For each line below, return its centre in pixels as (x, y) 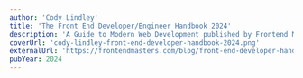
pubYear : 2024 (36, 59)
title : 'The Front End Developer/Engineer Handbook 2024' (120, 26)
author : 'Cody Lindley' (54, 17)
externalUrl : (34, 51)
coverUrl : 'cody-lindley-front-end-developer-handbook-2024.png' (134, 43)
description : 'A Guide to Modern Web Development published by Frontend (149, 34)
